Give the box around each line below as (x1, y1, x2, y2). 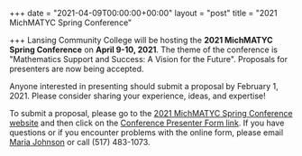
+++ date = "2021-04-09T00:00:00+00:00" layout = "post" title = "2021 (9, 8, 278, 18)
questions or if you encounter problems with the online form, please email (9, 127, 284, 138)
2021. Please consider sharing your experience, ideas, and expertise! (9, 90, 266, 101)
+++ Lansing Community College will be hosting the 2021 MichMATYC (9, 35, 273, 45)
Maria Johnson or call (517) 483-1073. (9, 137, 151, 147)
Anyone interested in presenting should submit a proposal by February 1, (9, 81, 279, 91)
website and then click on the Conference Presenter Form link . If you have (9, 117, 285, 128)
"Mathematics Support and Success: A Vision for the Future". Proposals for (9, 54, 288, 64)
